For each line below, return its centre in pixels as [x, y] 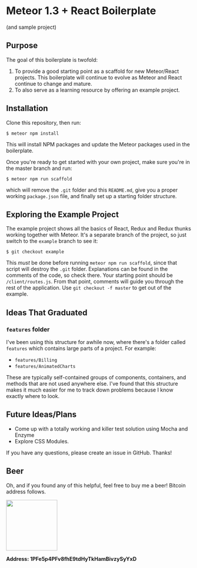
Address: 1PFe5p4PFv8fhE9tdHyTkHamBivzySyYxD [71, 559]
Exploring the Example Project [63, 214]
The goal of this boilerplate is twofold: [52, 59]
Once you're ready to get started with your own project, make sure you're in [98, 162]
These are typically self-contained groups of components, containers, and [96, 377]
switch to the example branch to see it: [52, 241]
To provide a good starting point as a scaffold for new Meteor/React [97, 71]
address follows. [26, 492]
